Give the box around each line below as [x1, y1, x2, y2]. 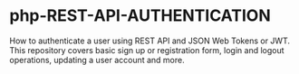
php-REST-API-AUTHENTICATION [9, 5, 271, 26]
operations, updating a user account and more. [9, 54, 185, 65]
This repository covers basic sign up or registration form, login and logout [9, 44, 285, 55]
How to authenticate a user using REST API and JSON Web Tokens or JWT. [9, 35, 290, 46]
